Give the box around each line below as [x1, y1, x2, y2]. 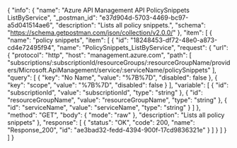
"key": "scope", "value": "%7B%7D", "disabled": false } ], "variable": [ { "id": [7, 81, 229, 89]
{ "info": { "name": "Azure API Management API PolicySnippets [7, 6, 190, 14]
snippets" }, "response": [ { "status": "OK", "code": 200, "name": [7, 118, 195, 126]
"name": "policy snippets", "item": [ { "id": [7, 36, 129, 44]
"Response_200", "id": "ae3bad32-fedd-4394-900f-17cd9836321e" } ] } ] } [7, 126, 227, 134]
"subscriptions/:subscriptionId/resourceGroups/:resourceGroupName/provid [7, 58, 231, 66]
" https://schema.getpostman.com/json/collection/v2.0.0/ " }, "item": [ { [7, 28, 212, 37]
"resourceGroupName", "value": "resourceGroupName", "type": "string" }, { [7, 96, 228, 104]
